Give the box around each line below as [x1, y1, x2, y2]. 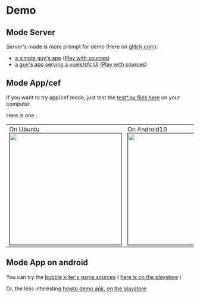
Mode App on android [6, 258, 88, 268]
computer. [6, 100, 32, 107]
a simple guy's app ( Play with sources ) [14, 55, 110, 61]
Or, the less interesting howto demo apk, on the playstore [6, 285, 147, 292]
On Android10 [127, 125, 168, 133]
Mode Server [6, 27, 55, 37]
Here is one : [6, 111, 37, 119]
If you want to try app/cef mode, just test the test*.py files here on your [6, 93, 180, 101]
